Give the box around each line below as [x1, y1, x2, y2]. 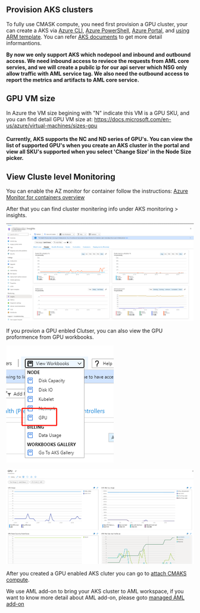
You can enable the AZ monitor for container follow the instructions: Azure [6, 187, 189, 195]
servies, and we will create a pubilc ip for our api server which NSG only [6, 64, 187, 71]
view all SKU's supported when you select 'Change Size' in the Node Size [6, 148, 192, 155]
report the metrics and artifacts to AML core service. [6, 76, 140, 83]
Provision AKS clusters [6, 5, 93, 15]
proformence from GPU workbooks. [6, 334, 94, 341]
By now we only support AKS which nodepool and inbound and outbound [6, 51, 191, 58]
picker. [6, 155, 24, 162]
